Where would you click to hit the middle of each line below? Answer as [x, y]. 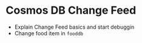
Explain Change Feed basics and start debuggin [74, 27]
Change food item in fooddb [49, 33]
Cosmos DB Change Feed [71, 10]
